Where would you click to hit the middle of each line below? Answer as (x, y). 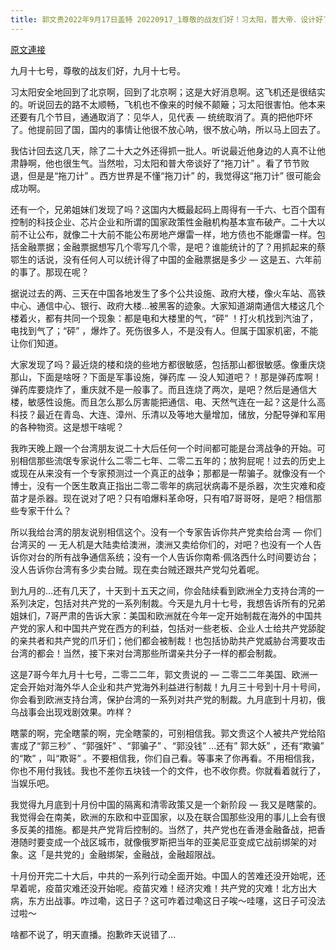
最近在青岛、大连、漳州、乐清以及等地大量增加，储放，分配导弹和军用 (181, 414)
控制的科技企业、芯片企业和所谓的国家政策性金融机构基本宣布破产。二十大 (163, 222)
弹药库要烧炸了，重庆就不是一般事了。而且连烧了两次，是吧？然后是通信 (159, 389)
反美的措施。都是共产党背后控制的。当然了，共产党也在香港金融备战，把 (167, 829)
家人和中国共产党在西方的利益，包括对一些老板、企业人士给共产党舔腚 (181, 628)
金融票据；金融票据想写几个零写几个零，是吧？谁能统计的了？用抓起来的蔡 (172, 247)
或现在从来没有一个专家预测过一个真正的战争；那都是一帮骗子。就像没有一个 (168, 473)
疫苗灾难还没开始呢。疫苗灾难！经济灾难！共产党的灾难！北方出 (176, 888)
